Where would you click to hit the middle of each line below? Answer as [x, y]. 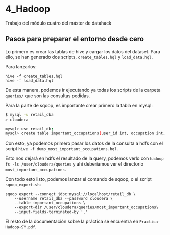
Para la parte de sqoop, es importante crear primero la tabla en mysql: [79, 105]
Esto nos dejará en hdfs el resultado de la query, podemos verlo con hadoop [85, 158]
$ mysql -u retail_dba [29, 115]
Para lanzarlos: [21, 66]
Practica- [150, 222]
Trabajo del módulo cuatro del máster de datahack [58, 23]
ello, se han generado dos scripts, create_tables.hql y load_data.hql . [79, 57]
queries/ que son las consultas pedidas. [48, 96]
